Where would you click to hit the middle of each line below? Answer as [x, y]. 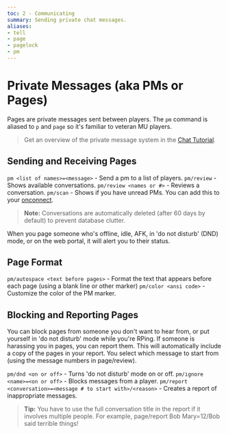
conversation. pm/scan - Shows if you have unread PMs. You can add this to [114, 192]
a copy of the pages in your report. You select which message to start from [113, 353]
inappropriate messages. [42, 396]
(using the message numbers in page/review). [72, 361]
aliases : [20, 26]
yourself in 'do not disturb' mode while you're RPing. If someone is [101, 339]
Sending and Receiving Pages [72, 161]
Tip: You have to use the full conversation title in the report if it [112, 409]
